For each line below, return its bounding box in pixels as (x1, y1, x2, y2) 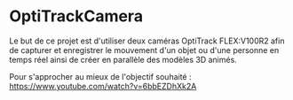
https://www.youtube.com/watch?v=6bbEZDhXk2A (9, 81, 197, 91)
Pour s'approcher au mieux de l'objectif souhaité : (9, 71, 193, 81)
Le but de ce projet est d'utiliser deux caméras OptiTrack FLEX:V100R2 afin (9, 35, 285, 46)
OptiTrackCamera (9, 6, 144, 27)
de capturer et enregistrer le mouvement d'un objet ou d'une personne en (9, 44, 280, 55)
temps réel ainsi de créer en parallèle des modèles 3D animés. (9, 54, 237, 65)
